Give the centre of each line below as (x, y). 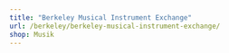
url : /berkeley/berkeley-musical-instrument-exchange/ (115, 26)
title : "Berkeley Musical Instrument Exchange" (101, 18)
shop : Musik (32, 34)
